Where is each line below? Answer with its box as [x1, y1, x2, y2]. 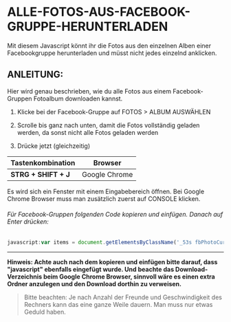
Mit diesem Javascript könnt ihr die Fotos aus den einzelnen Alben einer [7, 41, 212, 50]
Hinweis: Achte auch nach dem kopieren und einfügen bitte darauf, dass [7, 257, 218, 266]
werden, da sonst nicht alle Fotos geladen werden [16, 128, 159, 136]
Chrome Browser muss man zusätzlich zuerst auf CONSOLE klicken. [7, 194, 201, 203]
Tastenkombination [10, 158, 76, 167]
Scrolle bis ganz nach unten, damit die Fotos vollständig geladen [16, 121, 200, 129]
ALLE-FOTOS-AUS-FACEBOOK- [7, 4, 191, 20]
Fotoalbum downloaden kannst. [33, 94, 123, 103]
